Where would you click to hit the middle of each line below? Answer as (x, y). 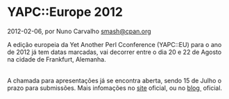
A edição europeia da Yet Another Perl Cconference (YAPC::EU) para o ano (114, 44)
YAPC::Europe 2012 (65, 12)
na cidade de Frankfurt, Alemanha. (57, 59)
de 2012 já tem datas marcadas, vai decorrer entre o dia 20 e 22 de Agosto (114, 52)
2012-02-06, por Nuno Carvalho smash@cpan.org (79, 31)
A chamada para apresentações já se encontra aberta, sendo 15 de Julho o (114, 80)
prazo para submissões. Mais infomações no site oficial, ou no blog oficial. (115, 88)
